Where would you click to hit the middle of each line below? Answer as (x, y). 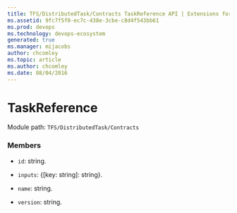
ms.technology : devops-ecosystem (56, 34)
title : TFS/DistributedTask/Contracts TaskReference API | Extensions (113, 14)
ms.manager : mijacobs (39, 47)
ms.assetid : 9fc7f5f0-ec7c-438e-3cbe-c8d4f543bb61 (83, 20)
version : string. (39, 202)
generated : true (31, 40)
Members (24, 145)
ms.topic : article (34, 60)
